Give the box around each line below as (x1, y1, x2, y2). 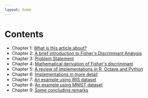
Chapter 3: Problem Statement (11, 55, 74, 61)
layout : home (4, 7, 32, 12)
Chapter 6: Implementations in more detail (11, 71, 98, 77)
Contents (4, 28, 44, 40)
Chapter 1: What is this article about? (11, 45, 87, 51)
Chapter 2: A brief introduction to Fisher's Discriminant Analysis (11, 50, 142, 56)
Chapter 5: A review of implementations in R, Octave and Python (11, 66, 143, 72)
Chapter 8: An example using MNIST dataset (11, 82, 103, 88)
